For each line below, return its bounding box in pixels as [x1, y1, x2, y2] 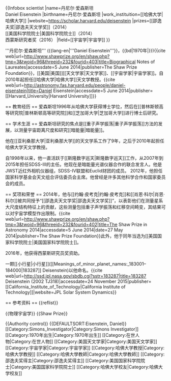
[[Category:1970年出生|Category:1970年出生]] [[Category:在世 [5, 332, 135, 338]
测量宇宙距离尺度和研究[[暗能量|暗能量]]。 [18, 127, 107, 133]
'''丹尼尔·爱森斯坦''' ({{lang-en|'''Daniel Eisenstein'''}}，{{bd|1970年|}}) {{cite [5, 48, 166, 53]
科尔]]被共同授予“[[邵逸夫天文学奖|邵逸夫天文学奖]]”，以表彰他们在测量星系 [5, 198, 163, 203]
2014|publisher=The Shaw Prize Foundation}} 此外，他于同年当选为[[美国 [5, 233, 158, 239]
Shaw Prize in [119, 221, 148, 227]
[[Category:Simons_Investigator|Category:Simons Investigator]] [5, 326, 139, 332]
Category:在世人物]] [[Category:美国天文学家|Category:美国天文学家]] [11, 338, 158, 344]
